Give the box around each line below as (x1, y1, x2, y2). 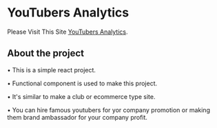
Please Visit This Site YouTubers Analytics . (7, 28, 129, 36)
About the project (7, 47, 85, 59)
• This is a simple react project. (7, 65, 96, 74)
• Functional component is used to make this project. (7, 79, 157, 87)
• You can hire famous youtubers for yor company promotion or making (7, 105, 210, 114)
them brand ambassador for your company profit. (7, 113, 148, 121)
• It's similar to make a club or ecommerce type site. (7, 92, 156, 100)
